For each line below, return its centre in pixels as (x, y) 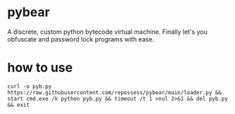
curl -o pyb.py (30, 86)
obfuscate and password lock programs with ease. (81, 39)
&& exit (19, 105)
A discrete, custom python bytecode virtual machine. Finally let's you (107, 32)
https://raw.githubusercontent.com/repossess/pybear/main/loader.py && (114, 92)
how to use (40, 68)
